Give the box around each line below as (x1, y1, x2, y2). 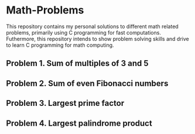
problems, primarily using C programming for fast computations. (6, 29, 161, 36)
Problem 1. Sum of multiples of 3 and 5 (6, 59, 149, 68)
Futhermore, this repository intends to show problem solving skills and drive (6, 35, 189, 42)
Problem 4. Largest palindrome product (6, 118, 152, 128)
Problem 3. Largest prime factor (6, 98, 125, 108)
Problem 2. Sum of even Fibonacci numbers (6, 78, 169, 88)
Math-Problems (6, 4, 84, 17)
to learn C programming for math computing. (6, 42, 114, 49)
